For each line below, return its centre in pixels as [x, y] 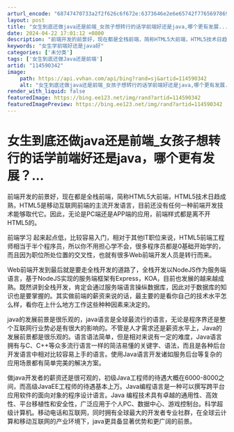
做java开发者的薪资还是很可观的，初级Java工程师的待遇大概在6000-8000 [113, 378]
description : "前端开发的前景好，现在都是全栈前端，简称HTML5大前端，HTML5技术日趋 [117, 40]
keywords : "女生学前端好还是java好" [56, 46]
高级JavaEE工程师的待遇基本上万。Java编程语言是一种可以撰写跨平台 [125, 386]
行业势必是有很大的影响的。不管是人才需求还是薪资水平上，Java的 [127, 327]
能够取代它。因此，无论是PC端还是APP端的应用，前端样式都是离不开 [112, 214]
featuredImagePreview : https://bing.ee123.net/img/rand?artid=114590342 [115, 105]
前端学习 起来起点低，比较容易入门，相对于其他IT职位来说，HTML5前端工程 [116, 237]
